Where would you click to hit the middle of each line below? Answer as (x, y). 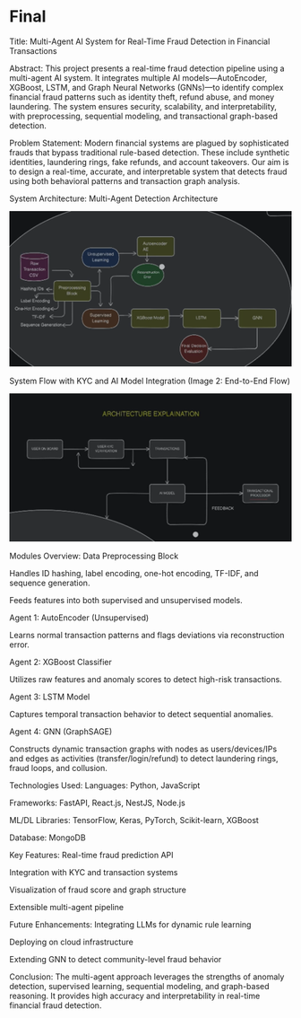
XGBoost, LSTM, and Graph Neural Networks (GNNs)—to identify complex (146, 87)
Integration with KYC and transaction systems (94, 872)
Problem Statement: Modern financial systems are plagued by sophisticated (149, 143)
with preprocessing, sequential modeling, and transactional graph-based (143, 116)
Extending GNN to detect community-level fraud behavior (116, 959)
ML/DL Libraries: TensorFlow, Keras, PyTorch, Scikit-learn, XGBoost (134, 820)
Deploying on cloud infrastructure (72, 942)
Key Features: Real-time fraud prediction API (91, 855)
